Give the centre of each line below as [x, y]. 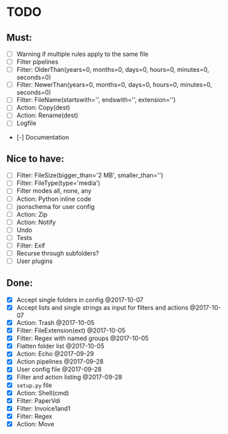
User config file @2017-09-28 [59, 369]
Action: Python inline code [54, 199]
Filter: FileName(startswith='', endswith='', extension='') [96, 100]
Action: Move [35, 424]
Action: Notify [36, 222]
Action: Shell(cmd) [43, 393]
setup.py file [34, 385]
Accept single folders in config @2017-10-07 [80, 299]
